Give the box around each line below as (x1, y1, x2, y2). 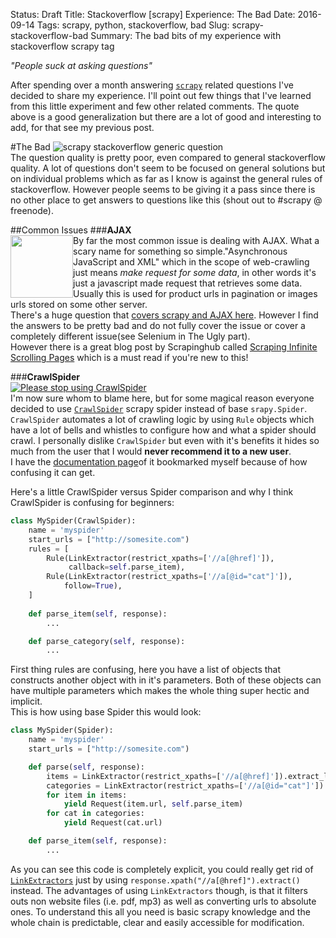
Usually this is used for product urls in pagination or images (73, 288, 318, 299)
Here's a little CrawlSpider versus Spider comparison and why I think (10, 486, 294, 498)
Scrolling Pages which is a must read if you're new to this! (10, 352, 249, 363)
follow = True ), (63, 581, 123, 591)
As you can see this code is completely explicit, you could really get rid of (10, 863, 314, 875)
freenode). (10, 205, 54, 216)
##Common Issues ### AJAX (10, 224, 132, 236)
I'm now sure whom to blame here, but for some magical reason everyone (10, 392, 315, 404)
